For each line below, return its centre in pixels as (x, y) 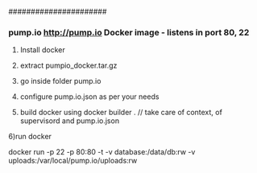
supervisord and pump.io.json (69, 121)
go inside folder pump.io (60, 81)
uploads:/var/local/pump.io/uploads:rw (73, 161)
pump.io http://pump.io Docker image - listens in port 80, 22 (129, 32)
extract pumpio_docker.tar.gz (68, 66)
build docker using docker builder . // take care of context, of (121, 113)
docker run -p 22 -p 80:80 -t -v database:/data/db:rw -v (102, 152)
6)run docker (30, 137)
